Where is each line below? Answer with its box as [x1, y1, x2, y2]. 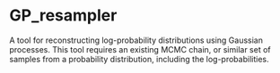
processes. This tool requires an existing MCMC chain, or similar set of [9, 44, 271, 54]
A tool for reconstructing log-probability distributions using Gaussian [9, 35, 263, 45]
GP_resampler [9, 5, 118, 26]
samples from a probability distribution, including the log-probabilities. [9, 53, 269, 64]
